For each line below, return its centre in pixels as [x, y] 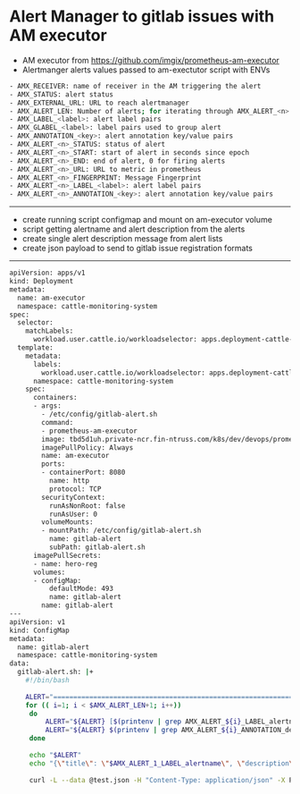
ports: [54, 464]
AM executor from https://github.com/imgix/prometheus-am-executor [150, 60]
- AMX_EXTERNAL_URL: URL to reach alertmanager [100, 103]
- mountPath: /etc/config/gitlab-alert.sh [121, 531]
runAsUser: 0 [73, 514]
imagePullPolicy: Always [87, 448]
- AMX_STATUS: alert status [62, 94]
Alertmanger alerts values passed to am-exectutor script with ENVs [146, 70]
